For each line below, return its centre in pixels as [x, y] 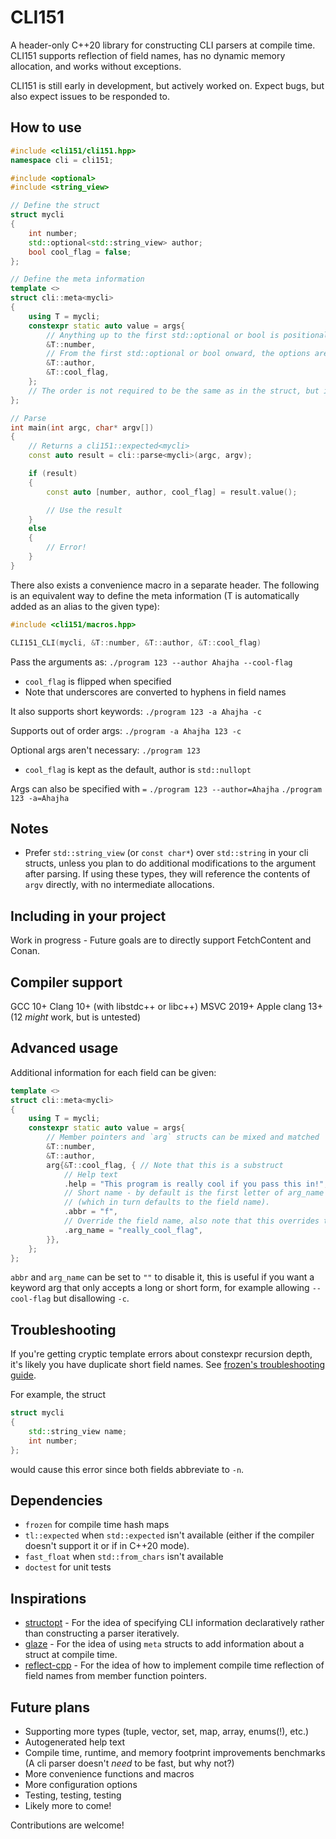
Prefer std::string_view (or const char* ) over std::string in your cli [166, 853]
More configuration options [81, 1784]
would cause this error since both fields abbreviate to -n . [127, 1469]
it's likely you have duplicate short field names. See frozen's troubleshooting [168, 1365]
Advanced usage [64, 1048]
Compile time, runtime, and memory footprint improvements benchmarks [175, 1752]
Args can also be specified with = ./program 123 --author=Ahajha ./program [166, 788]
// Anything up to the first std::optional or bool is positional [187, 335]
